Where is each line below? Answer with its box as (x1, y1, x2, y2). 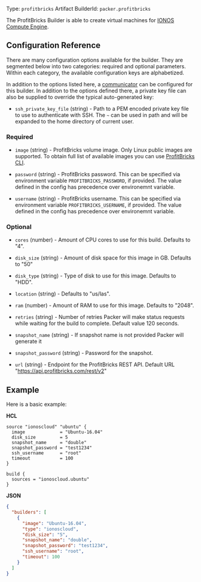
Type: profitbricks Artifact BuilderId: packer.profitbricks (6, 5, 151, 12)
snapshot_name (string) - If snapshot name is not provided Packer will (14, 331, 184, 339)
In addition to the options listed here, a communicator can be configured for (6, 80, 193, 88)
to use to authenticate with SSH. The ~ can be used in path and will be (14, 111, 188, 119)
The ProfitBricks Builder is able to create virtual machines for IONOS (6, 17, 175, 23)
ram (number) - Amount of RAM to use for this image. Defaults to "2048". (14, 302, 194, 309)
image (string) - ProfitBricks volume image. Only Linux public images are (14, 146, 193, 153)
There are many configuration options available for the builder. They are (6, 56, 184, 64)
